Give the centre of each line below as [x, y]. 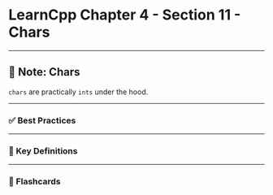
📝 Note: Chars [44, 72]
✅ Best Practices [42, 120]
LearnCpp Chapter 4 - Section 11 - [125, 15]
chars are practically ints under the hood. [78, 92]
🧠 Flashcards [35, 182]
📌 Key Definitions [43, 150]
